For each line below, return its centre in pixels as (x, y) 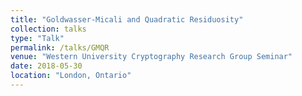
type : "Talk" (37, 38)
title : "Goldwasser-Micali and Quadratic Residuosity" (127, 19)
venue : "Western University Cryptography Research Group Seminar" (151, 57)
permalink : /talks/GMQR (60, 47)
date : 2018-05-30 (46, 66)
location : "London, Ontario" (71, 76)
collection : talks (48, 29)
